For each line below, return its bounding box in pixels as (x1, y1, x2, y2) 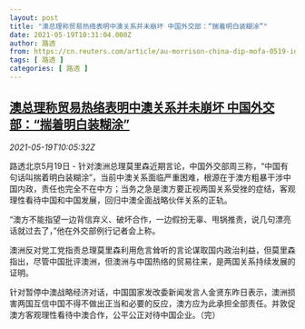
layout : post (9, 13, 59, 23)
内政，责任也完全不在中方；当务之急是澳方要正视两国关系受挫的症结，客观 (16, 183, 296, 194)
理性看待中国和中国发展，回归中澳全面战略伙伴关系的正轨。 (9, 194, 232, 205)
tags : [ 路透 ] (9, 55, 64, 65)
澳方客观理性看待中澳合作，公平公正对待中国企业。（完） (9, 309, 221, 320)
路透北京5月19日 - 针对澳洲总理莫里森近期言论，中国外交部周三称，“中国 (9, 160, 281, 171)
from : (9, 47, 30, 56)
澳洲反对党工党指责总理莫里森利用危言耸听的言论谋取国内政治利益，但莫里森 (9, 244, 296, 255)
